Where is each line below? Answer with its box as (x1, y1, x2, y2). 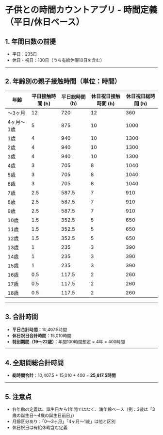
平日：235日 (12, 51, 37, 57)
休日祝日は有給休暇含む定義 (12, 425, 68, 431)
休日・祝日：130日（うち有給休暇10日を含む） (12, 57, 105, 63)
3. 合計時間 (5, 313, 38, 321)
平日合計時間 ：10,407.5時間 (12, 326, 67, 332)
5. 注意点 (5, 392, 32, 401)
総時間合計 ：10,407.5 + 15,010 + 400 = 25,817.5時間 (12, 372, 116, 378)
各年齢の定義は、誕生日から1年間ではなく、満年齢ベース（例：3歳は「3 (12, 406, 155, 412)
